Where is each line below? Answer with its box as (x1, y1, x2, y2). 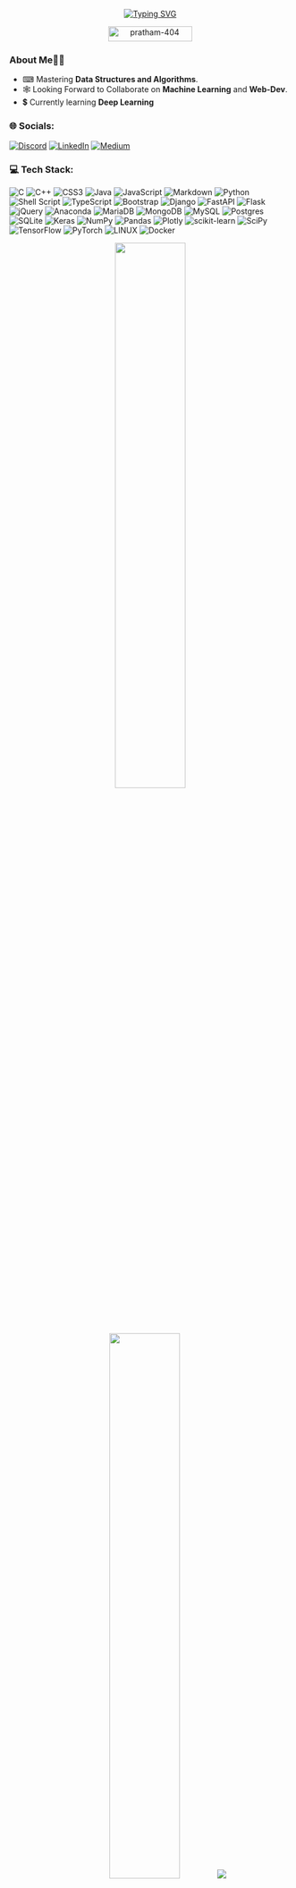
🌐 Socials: (9, 120, 55, 132)
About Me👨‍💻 (9, 54, 65, 66)
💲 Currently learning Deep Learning (21, 97, 155, 107)
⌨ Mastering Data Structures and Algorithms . (21, 74, 199, 85)
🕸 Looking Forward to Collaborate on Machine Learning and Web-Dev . (21, 84, 288, 95)
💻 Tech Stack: (9, 163, 74, 175)
